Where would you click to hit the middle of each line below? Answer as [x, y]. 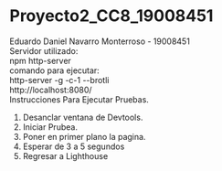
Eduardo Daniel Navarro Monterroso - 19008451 [100, 41]
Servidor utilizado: [44, 50]
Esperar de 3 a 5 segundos [74, 146]
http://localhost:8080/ [51, 90]
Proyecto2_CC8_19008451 [111, 16]
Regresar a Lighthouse [65, 155]
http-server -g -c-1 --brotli [59, 80]
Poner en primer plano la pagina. [84, 136]
